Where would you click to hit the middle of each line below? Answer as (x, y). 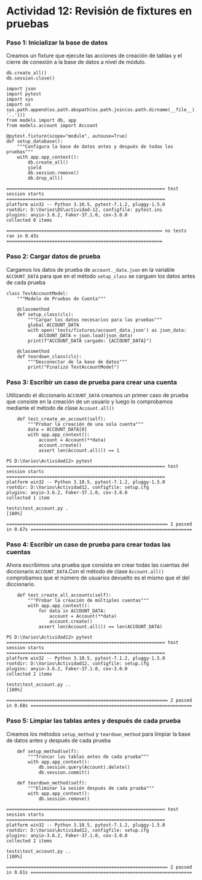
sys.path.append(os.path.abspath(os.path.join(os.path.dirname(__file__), (102, 110)
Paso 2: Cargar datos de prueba (54, 257)
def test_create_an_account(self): (62, 419)
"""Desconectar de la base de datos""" (78, 362)
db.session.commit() (64, 772)
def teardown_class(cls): (50, 356)
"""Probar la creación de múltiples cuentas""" (88, 600)
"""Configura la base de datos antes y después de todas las (95, 147)
